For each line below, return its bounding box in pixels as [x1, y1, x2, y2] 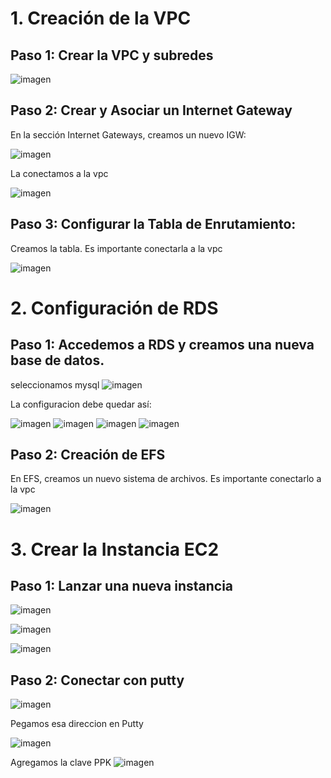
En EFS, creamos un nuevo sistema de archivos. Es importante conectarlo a [10, 473, 322, 485]
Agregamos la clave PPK [10, 757, 112, 769]
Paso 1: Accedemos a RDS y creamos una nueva [10, 337, 315, 354]
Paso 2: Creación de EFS [10, 447, 166, 464]
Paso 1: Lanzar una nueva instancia [10, 578, 234, 595]
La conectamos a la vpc [10, 167, 109, 179]
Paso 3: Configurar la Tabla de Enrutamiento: [10, 216, 297, 233]
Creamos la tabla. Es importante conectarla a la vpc [10, 242, 223, 254]
